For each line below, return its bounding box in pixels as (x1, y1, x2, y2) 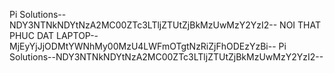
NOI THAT (279, 19, 321, 31)
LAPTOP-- (55, 30, 99, 41)
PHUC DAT (9, 30, 55, 41)
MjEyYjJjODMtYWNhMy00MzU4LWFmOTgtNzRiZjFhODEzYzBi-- (9, 40, 277, 52)
